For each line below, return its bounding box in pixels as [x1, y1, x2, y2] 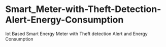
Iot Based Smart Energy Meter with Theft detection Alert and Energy [5, 30, 148, 36]
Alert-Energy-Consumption [5, 14, 124, 25]
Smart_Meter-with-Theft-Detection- [5, 3, 161, 15]
